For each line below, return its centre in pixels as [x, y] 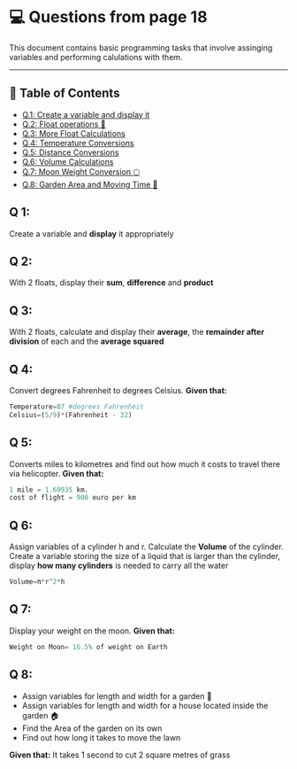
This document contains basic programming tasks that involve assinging [141, 47]
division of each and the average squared [87, 341]
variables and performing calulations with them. [96, 57]
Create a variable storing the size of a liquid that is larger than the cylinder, [145, 556]
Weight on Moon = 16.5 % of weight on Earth [88, 647]
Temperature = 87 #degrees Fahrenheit [76, 407]
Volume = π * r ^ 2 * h [37, 582]
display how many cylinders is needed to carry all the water [119, 566]
